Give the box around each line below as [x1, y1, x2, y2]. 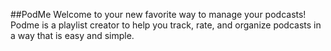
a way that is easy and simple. [10, 30, 135, 41]
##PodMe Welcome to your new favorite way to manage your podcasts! [10, 9, 307, 20]
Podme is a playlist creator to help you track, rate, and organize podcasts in [10, 19, 322, 31]
